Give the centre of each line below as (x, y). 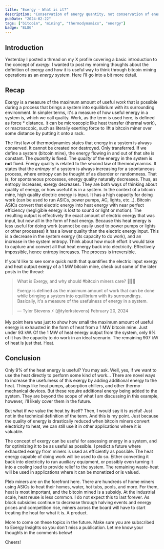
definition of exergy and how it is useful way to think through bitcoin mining (81, 69)
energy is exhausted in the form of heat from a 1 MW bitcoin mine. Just (76, 327)
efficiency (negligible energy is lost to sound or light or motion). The (73, 210)
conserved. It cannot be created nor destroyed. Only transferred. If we (76, 148)
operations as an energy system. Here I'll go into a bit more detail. (71, 75)
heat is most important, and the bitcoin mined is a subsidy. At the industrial (80, 492)
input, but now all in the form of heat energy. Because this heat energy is (78, 220)
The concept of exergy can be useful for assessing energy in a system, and (81, 441)
